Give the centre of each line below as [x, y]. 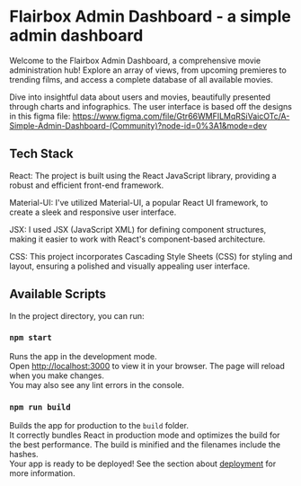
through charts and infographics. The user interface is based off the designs [150, 106]
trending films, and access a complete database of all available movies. [142, 79]
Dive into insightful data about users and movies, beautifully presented [140, 97]
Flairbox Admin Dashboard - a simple [150, 17]
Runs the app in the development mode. [83, 356]
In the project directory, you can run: [77, 315]
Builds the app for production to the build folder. [99, 426]
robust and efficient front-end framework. [87, 185]
